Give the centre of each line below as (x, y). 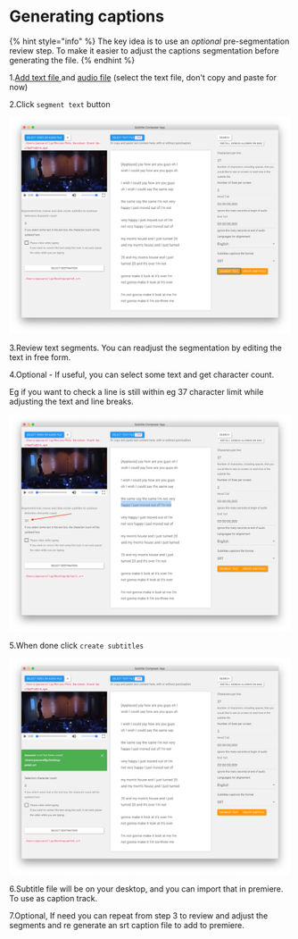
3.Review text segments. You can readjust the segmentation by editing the (146, 348)
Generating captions (87, 17)
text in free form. (40, 357)
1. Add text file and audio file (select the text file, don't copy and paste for (143, 77)
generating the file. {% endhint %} (72, 60)
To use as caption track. (54, 898)
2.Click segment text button (60, 104)
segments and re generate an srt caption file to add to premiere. (127, 925)
